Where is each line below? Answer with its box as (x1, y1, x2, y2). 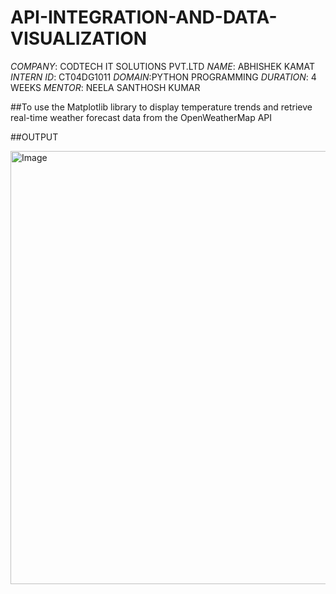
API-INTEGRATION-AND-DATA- (10, 6, 278, 29)
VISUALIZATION (10, 27, 148, 50)
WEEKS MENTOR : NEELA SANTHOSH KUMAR (10, 81, 201, 93)
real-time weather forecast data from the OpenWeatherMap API (10, 111, 273, 123)
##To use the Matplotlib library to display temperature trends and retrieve (10, 101, 313, 113)
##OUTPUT (10, 131, 59, 143)
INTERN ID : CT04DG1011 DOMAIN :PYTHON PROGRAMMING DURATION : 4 (10, 71, 317, 83)
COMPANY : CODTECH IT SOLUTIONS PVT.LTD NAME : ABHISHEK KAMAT (10, 60, 315, 72)
